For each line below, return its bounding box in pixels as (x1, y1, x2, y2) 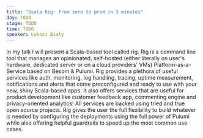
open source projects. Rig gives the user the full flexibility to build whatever (6, 106, 196, 114)
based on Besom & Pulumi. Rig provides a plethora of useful (26, 67, 179, 75)
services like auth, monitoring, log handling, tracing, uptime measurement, (6, 74, 194, 81)
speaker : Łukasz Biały (6, 32, 64, 38)
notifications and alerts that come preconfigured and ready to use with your (6, 80, 197, 88)
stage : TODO (6, 20, 37, 26)
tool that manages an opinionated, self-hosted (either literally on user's (6, 55, 185, 62)
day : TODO (6, 15, 32, 21)
